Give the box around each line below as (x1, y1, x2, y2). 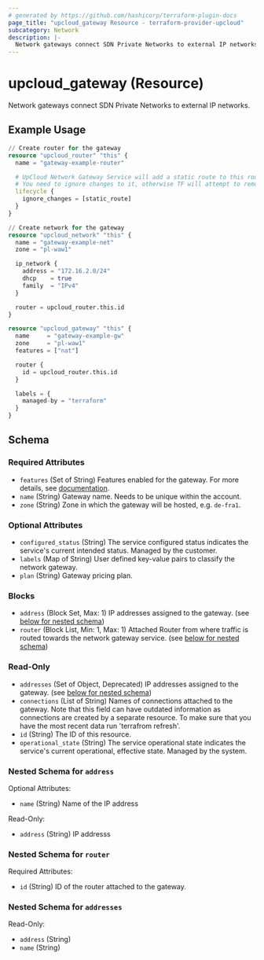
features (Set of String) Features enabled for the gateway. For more (19, 475, 240, 484)
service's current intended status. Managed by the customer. (19, 546, 218, 555)
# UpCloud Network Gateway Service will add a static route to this (15, 173, 244, 181)
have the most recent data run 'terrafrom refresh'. (19, 721, 181, 730)
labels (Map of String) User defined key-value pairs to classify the (19, 554, 236, 563)
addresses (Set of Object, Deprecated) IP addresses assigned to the (19, 679, 239, 689)
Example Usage (8, 123, 86, 137)
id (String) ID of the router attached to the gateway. (19, 882, 187, 892)
